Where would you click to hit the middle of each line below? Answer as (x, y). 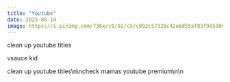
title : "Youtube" (32, 13)
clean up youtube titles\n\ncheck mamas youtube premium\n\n (95, 71)
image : (16, 26)
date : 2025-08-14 (32, 20)
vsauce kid (23, 58)
